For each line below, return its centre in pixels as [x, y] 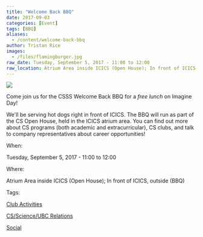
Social [14, 228]
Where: [15, 169]
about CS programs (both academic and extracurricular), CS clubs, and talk [100, 128]
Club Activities [24, 204]
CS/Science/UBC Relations [40, 216]
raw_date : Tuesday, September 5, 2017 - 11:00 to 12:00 [78, 62]
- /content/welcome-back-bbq [48, 40]
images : [16, 51]
